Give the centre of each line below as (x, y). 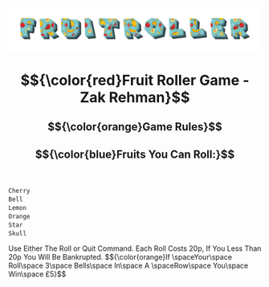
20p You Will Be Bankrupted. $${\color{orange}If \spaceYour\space (120, 257)
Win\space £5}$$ (37, 274)
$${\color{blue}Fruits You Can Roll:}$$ (135, 154)
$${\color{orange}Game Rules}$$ (135, 127)
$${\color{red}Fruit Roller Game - (135, 80)
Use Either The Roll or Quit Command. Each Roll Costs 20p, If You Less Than (135, 248)
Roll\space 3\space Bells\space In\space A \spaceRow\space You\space (128, 265)
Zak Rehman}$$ (135, 97)
